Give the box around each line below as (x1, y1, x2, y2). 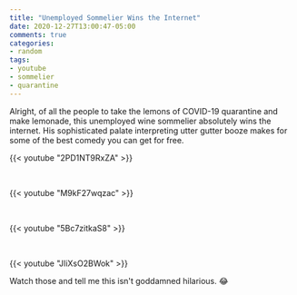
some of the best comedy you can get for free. (9, 134, 184, 145)
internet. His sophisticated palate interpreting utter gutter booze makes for (9, 124, 288, 136)
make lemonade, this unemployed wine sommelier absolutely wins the (9, 115, 272, 126)
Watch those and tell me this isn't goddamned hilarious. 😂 (9, 275, 229, 286)
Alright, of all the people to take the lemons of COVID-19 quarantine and (9, 105, 279, 116)
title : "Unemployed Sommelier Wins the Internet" (9, 13, 202, 23)
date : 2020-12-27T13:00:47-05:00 (9, 22, 136, 31)
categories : (9, 38, 54, 48)
